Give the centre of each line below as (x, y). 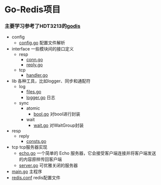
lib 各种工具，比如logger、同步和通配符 (51, 81)
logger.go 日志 (41, 97)
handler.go (37, 75)
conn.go (35, 60)
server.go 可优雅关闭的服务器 (48, 165)
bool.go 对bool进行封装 (57, 114)
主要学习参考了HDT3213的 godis (43, 26)
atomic (33, 108)
